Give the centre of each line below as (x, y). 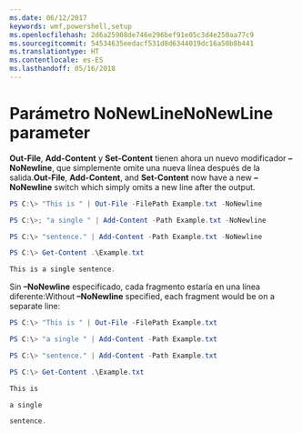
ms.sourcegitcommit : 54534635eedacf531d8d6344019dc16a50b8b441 (132, 43)
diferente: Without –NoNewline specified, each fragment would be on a (142, 297)
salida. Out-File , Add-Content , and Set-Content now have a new (131, 177)
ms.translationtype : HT (55, 52)
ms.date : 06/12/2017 (49, 18)
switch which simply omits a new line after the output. (155, 186)
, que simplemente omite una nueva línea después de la (156, 167)
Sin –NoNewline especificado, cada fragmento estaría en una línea (135, 287)
